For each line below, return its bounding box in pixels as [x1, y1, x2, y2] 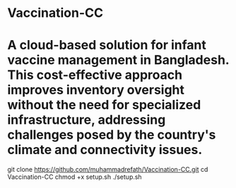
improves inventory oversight [7, 82, 185, 98]
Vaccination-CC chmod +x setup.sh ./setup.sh [7, 173, 143, 181]
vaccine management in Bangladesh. [7, 52, 230, 68]
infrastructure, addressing [7, 112, 166, 128]
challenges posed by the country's [7, 127, 216, 143]
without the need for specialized [7, 97, 201, 113]
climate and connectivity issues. [7, 142, 203, 158]
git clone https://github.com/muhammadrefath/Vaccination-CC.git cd [7, 165, 208, 174]
